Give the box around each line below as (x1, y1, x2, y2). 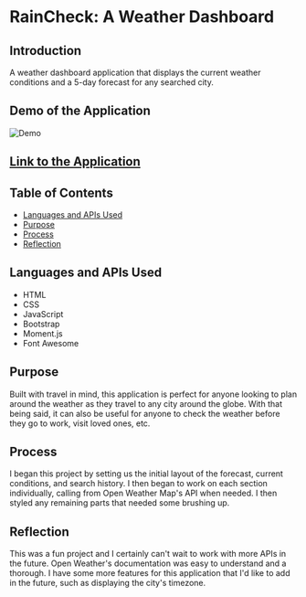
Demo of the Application (9, 103, 151, 119)
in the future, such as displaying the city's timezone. (9, 578, 206, 589)
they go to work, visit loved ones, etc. (9, 418, 151, 429)
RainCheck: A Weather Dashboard (9, 6, 275, 27)
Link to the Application (9, 154, 142, 170)
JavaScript (22, 308, 64, 319)
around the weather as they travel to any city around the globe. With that (9, 398, 283, 409)
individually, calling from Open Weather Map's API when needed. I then (9, 487, 278, 499)
